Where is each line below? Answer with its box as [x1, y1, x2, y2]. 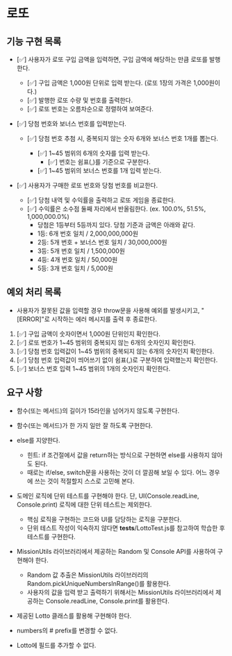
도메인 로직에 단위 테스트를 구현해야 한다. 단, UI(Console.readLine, [16, 491, 199, 500]
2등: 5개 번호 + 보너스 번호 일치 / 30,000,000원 [37, 238, 167, 246]
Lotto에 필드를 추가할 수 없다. [16, 641, 97, 649]
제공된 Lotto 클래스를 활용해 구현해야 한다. [16, 612, 132, 620]
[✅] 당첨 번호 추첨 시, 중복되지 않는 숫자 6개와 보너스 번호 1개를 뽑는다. [26, 134, 219, 142]
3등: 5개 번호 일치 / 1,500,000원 [37, 247, 126, 255]
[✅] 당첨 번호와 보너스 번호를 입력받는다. [16, 120, 126, 128]
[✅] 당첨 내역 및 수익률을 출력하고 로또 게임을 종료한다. [26, 196, 176, 204]
